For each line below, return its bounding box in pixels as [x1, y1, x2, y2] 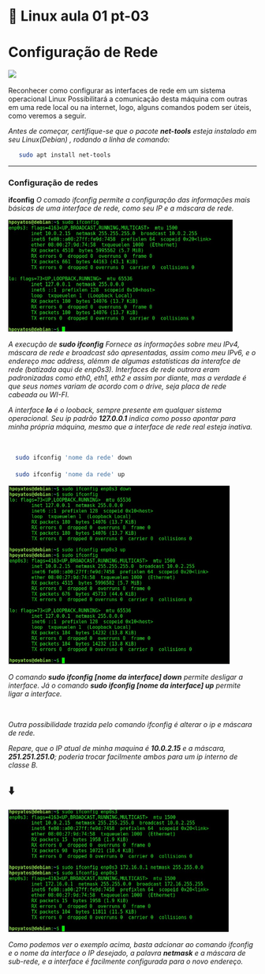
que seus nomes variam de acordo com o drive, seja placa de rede [8, 381, 227, 391]
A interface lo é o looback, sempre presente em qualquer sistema [8, 405, 222, 415]
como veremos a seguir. [8, 111, 87, 121]
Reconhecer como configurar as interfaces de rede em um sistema [8, 86, 226, 96]
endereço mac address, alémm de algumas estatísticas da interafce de [8, 356, 241, 366]
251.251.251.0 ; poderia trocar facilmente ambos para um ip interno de [8, 752, 238, 761]
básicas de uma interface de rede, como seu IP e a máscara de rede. [8, 203, 234, 213]
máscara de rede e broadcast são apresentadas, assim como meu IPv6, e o [8, 348, 256, 358]
